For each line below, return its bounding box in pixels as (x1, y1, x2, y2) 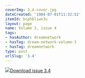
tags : (5, 30, 16, 35)
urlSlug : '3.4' (5, 53, 37, 59)
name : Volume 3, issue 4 (5, 26, 57, 31)
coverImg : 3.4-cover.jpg (5, 7, 57, 12)
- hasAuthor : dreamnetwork (5, 35, 61, 40)
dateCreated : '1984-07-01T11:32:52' (5, 12, 81, 17)
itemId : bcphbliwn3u (5, 16, 48, 21)
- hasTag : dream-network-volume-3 (5, 40, 77, 45)
